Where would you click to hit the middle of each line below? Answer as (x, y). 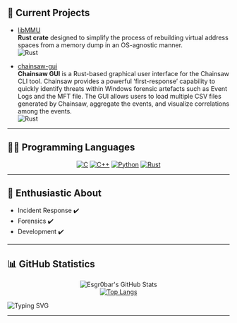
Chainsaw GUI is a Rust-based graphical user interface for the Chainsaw (123, 73)
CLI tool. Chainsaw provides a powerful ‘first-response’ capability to (116, 81)
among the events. (44, 111)
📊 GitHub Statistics (51, 264)
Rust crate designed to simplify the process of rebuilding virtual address (123, 37)
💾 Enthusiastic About (55, 194)
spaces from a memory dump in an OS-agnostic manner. (100, 45)
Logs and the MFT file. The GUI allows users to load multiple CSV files (120, 96)
